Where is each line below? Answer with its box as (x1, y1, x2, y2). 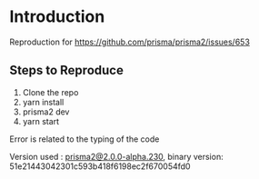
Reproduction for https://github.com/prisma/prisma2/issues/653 (9, 36, 250, 47)
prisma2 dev (22, 106, 70, 117)
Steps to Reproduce (9, 63, 125, 78)
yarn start (22, 115, 60, 126)
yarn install (22, 96, 65, 107)
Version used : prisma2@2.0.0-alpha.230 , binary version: (9, 151, 224, 162)
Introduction (9, 6, 105, 27)
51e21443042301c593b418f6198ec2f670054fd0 (9, 161, 191, 172)
